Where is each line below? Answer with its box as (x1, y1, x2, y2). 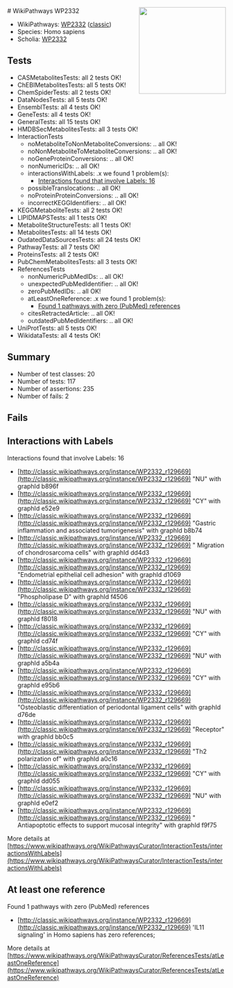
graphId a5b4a (17, 659, 60, 667)
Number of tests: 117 (17, 377, 76, 385)
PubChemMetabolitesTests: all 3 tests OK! (17, 257, 137, 266)
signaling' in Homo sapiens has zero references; (17, 930, 155, 939)
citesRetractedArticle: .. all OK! (27, 309, 116, 318)
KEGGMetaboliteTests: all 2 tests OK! (17, 206, 123, 214)
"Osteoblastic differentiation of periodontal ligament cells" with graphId (17, 703, 221, 711)
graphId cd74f (17, 636, 58, 645)
